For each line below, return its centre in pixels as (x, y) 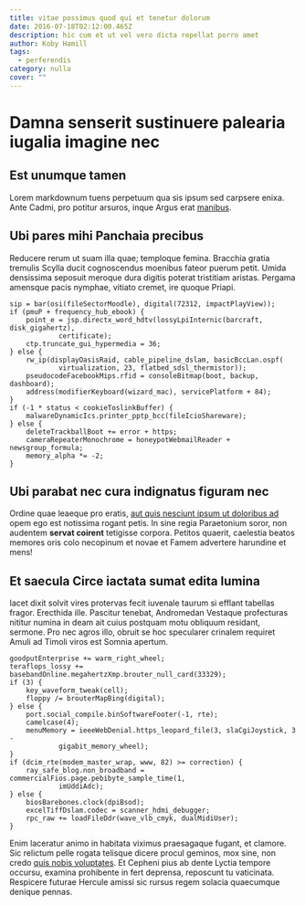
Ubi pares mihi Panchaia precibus (106, 236)
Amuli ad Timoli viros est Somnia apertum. (89, 642)
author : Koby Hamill (49, 43)
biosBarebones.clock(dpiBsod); (85, 803)
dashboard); (32, 384)
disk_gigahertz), (42, 328)
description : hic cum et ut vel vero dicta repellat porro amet (134, 35)
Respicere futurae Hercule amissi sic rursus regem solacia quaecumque (145, 882)
